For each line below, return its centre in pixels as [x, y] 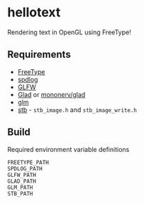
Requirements [39, 55]
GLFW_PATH [22, 175]
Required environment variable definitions [68, 149]
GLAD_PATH [22, 181]
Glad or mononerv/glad [51, 94]
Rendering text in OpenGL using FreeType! [69, 32]
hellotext [34, 12]
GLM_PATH [20, 187]
